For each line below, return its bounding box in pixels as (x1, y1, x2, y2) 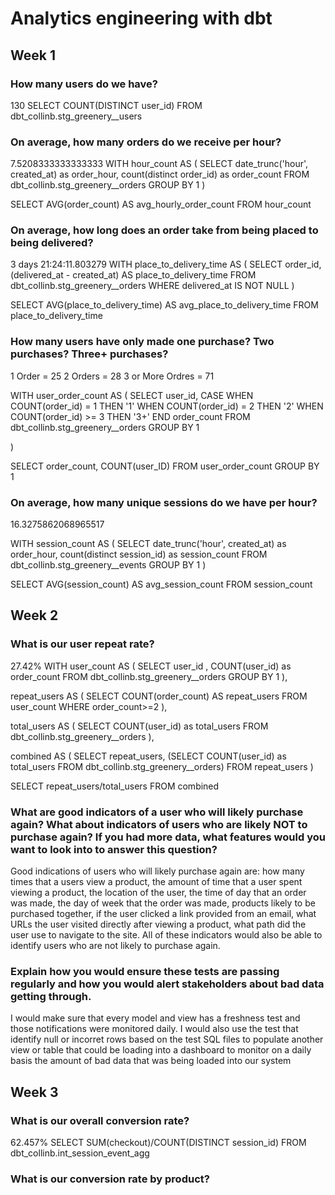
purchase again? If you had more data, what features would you (10, 830, 326, 844)
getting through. (10, 989, 92, 1003)
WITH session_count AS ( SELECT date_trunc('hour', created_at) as (10, 538, 287, 550)
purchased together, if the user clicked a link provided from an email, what (10, 908, 317, 920)
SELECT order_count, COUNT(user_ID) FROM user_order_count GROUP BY (10, 460, 320, 472)
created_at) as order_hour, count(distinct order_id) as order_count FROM (10, 168, 310, 181)
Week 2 (10, 607, 59, 624)
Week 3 (10, 1083, 59, 1101)
